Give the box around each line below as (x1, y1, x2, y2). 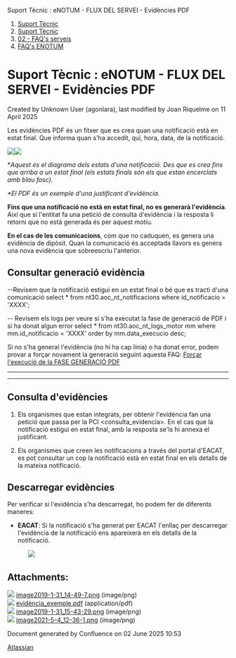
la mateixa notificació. (17, 461, 81, 469)
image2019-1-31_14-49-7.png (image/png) (15, 591, 138, 600)
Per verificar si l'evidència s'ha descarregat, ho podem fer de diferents (7, 500, 212, 509)
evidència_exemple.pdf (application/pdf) (15, 599, 133, 608)
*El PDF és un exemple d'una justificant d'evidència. (7, 189, 160, 197)
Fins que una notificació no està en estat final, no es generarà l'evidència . (7, 202, 227, 211)
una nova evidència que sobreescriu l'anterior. (7, 246, 142, 254)
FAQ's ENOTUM (17, 42, 64, 50)
